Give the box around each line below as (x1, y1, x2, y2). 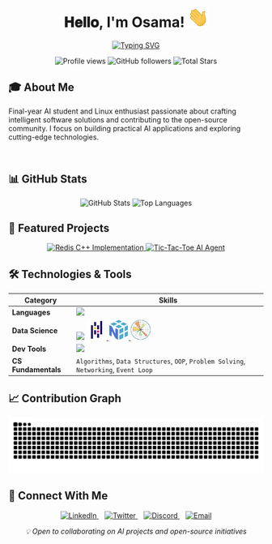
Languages (11, 307, 51, 317)
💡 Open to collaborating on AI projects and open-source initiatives (25, 526, 247, 536)
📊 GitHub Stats (8, 173, 87, 186)
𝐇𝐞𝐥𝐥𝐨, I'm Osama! (63, 13, 185, 32)
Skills (159, 295, 178, 305)
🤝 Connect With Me (8, 489, 108, 503)
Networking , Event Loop (76, 364, 153, 375)
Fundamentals (11, 364, 62, 375)
